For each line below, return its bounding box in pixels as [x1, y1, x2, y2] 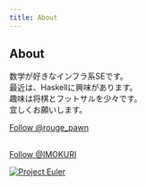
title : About [9, 13, 58, 22]
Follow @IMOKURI [9, 149, 77, 160]
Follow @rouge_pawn [9, 123, 90, 133]
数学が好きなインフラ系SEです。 [9, 71, 128, 81]
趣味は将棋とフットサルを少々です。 [9, 93, 142, 104]
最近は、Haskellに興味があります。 [9, 82, 138, 93]
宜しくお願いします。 [9, 105, 88, 115]
